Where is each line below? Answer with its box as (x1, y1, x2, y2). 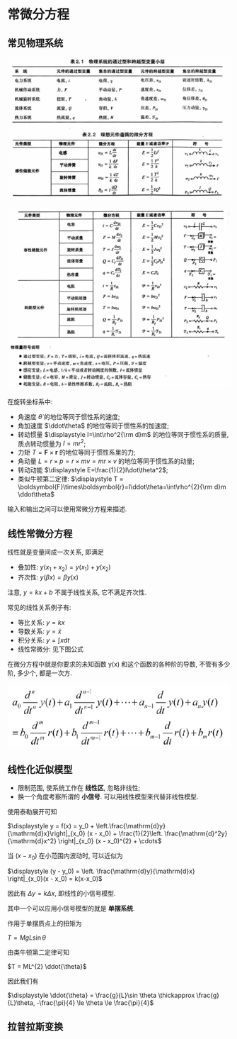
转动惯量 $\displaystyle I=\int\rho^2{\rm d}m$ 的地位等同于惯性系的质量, (17, 430, 229, 438)
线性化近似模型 (7, 763, 73, 775)
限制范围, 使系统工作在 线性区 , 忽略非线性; (17, 784, 140, 792)
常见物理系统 (7, 37, 64, 49)
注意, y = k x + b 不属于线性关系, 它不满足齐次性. (7, 588, 147, 596)
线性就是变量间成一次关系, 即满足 (7, 548, 104, 556)
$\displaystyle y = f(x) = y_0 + (7, 822, 95, 830)
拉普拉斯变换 (7, 1021, 64, 1033)
